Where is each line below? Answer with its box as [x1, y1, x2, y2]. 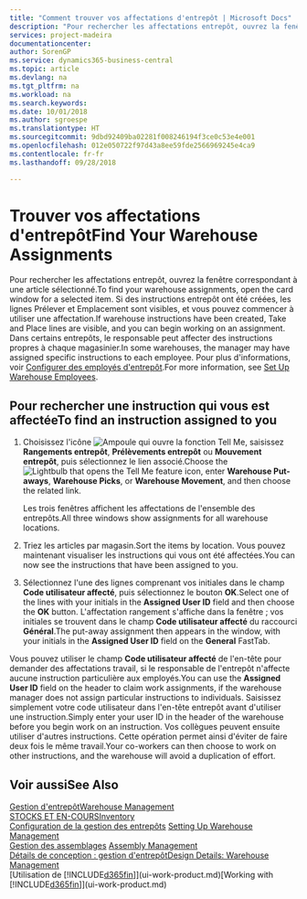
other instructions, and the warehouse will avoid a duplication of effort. [9, 751, 276, 762]
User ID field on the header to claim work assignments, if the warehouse [9, 682, 282, 693]
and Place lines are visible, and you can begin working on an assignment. [9, 323, 286, 334]
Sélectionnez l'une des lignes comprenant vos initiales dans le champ [22, 577, 285, 588]
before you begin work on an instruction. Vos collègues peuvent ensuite [9, 722, 281, 733]
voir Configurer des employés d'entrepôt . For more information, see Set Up [9, 362, 290, 373]
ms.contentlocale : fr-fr [9, 149, 104, 158]
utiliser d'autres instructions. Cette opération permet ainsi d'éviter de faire [9, 731, 288, 742]
